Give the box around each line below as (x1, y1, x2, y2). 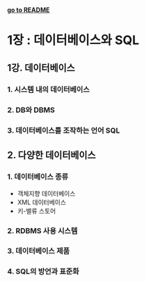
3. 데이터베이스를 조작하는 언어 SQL (7, 126, 120, 135)
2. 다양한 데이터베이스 (7, 149, 96, 161)
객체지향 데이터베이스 (17, 189, 76, 198)
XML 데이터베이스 (17, 198, 67, 206)
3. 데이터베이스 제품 (7, 246, 70, 256)
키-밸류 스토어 (17, 207, 56, 215)
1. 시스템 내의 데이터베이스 (7, 84, 90, 94)
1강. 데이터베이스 (7, 62, 75, 74)
